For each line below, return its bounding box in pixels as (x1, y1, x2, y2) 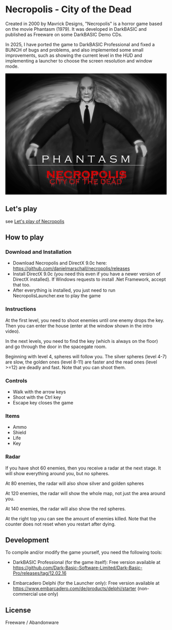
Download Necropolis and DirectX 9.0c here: (12, 260, 107, 266)
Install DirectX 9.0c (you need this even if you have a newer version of (12, 271, 161, 277)
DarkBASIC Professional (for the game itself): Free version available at (12, 559, 161, 565)
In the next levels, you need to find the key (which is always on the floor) (5, 338, 158, 344)
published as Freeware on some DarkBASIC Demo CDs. (5, 31, 123, 37)
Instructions (5, 306, 37, 313)
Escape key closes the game (12, 400, 73, 406)
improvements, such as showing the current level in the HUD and (5, 52, 142, 58)
